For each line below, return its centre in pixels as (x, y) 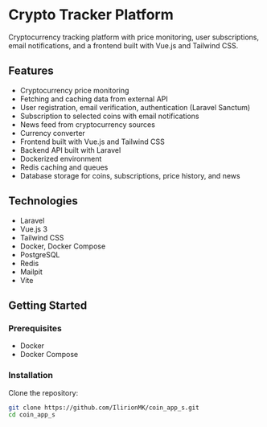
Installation (31, 376)
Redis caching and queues (64, 167)
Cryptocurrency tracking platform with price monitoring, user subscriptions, (134, 37)
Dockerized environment (61, 158)
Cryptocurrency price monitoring (74, 90)
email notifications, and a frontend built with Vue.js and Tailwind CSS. (123, 45)
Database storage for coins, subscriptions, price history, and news (130, 175)
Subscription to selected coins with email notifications (109, 116)
